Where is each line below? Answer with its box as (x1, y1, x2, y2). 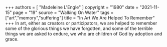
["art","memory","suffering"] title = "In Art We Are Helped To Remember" (5, 15, 155, 20)
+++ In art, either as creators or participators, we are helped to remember (5, 20, 157, 26)
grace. (5, 36, 19, 42)
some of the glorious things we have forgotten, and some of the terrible (5, 25, 153, 31)
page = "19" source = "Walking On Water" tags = (13, 9, 114, 15)
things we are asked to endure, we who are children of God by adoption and (5, 31, 162, 36)
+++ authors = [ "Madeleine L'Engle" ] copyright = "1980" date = (5, 4, 139, 10)
